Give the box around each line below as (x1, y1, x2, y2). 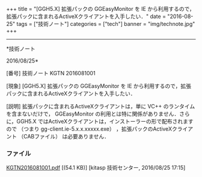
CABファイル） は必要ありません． (23, 133, 110, 140)
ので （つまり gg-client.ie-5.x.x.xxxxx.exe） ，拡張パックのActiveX (6, 125, 173, 132)
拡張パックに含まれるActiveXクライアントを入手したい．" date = (6, 13, 167, 20)
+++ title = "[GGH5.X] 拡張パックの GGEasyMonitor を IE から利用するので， (6, 5, 195, 12)
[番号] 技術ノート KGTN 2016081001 (6, 70, 96, 76)
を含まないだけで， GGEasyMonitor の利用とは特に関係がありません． (6, 110, 180, 117)
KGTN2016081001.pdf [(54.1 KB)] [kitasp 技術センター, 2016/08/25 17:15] (6, 164, 186, 172)
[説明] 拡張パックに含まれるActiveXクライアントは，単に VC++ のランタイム (6, 103, 195, 110)
